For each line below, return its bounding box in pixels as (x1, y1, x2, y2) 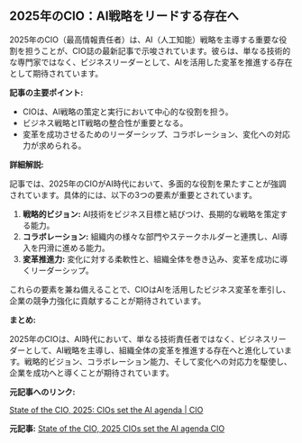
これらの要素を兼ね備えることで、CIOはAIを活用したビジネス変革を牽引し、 (9, 284, 291, 294)
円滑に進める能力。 (38, 242, 110, 253)
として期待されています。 (9, 68, 104, 78)
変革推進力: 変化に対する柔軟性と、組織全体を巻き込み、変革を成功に (22, 253, 280, 264)
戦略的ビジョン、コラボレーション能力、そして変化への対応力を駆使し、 (23, 356, 293, 366)
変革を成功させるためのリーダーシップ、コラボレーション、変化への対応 (22, 129, 290, 140)
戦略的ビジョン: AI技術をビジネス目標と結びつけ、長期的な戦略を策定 (22, 208, 280, 219)
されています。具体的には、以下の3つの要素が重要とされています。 (9, 189, 258, 200)
